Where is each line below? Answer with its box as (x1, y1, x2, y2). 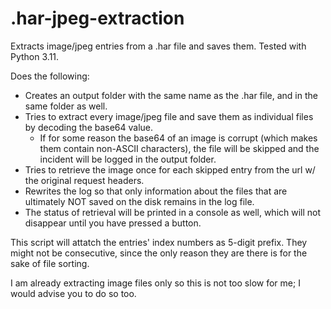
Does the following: (10, 70, 90, 82)
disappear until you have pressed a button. (24, 217, 202, 229)
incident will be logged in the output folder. (39, 153, 217, 165)
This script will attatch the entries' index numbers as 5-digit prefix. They (10, 236, 308, 248)
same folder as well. (24, 100, 108, 112)
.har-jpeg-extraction (10, 7, 185, 30)
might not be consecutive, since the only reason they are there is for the (10, 247, 308, 259)
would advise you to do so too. (10, 287, 137, 299)
